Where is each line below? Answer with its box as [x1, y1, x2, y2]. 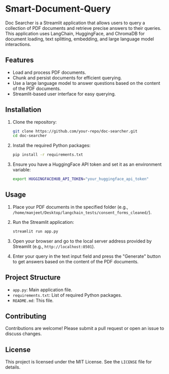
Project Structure [5, 273, 61, 282]
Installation [5, 106, 41, 114]
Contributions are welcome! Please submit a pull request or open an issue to [5, 325, 164, 332]
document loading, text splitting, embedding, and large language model [5, 36, 154, 42]
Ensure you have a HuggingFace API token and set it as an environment [12, 161, 162, 167]
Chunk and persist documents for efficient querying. [12, 74, 122, 81]
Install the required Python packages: [12, 143, 91, 149]
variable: [12, 167, 31, 173]
